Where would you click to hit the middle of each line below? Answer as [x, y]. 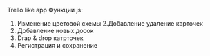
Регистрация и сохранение [57, 45]
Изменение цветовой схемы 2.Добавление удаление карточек [110, 23]
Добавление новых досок [55, 31]
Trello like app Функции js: [45, 10]
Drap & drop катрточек [50, 38]
